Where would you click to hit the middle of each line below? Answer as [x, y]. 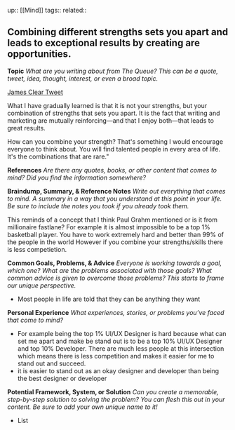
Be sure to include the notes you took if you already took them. [98, 206]
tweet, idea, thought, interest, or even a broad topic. [83, 78]
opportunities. [39, 54]
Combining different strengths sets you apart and [118, 32]
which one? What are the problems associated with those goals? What [110, 270]
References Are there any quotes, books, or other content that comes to [112, 170]
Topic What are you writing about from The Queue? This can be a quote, [113, 71]
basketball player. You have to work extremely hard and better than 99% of [116, 234]
